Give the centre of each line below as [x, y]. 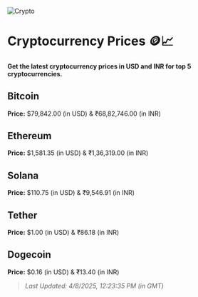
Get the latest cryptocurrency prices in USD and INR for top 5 [99, 66]
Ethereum [30, 136]
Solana [23, 175]
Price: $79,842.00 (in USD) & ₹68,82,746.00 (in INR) [84, 114]
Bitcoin [24, 96]
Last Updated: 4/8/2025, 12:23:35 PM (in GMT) [94, 286]
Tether [22, 215]
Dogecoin [29, 255]
